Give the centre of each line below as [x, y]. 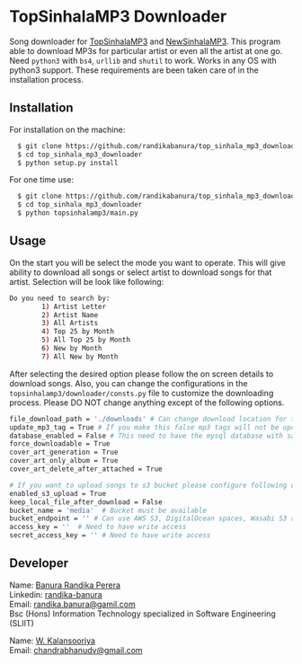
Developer [39, 563]
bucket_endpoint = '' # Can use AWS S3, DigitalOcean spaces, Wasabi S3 [148, 518]
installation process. [46, 79]
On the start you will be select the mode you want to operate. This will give [147, 262]
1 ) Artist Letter [74, 306]
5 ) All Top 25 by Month [86, 340]
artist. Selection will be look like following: [87, 281]
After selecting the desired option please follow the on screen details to [142, 374]
